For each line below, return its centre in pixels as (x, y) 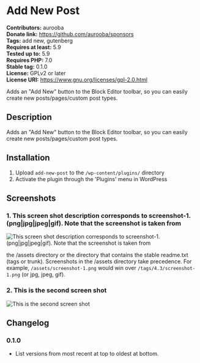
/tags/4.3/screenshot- (166, 269)
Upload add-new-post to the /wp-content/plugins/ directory (90, 173)
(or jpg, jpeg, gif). (43, 275)
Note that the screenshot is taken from (123, 223)
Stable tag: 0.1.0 (27, 66)
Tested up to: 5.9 (28, 53)
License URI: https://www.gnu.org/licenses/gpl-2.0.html (77, 80)
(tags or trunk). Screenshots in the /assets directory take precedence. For (99, 261)
